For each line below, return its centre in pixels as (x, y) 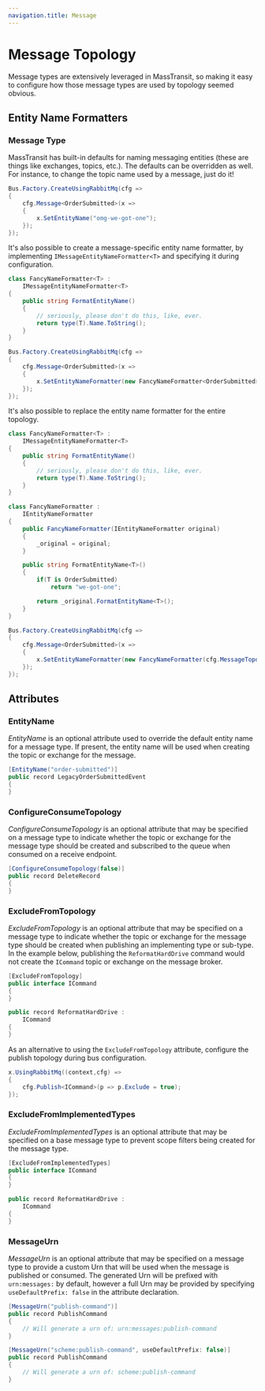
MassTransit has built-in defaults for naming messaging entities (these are (129, 158)
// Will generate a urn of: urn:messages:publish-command (119, 1329)
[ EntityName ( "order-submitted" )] (63, 770)
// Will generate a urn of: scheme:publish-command (109, 1372)
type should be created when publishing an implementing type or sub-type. (131, 944)
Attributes (34, 699)
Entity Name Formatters (68, 118)
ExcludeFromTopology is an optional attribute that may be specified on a (125, 928)
